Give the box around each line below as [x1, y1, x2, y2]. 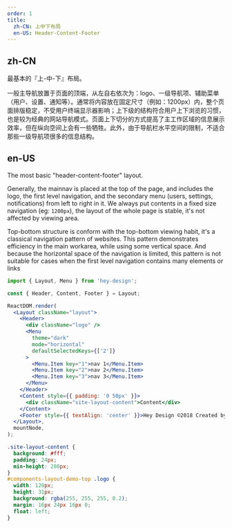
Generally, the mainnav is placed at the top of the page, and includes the [7, 184, 214, 192]
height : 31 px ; [13, 489, 54, 495]
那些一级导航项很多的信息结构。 [7, 132, 98, 140]
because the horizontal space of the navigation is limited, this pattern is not [7, 249, 221, 257]
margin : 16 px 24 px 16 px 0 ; [13, 501, 91, 509]
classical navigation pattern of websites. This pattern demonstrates [7, 235, 199, 243]
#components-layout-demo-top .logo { [7, 475, 116, 483]
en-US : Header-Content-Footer [13, 29, 100, 37]
